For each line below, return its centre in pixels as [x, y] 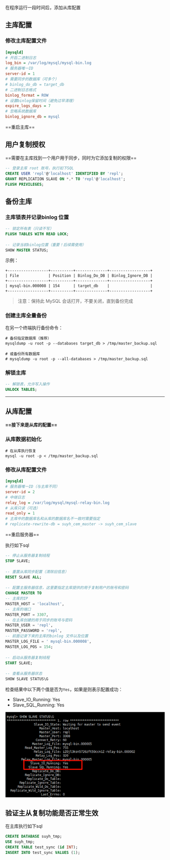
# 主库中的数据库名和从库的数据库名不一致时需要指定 [53, 519]
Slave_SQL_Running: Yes [38, 705]
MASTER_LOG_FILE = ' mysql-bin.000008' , [49, 642]
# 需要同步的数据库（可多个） [32, 79]
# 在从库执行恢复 [21, 451]
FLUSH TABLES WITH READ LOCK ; [37, 234]
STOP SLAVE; [18, 561]
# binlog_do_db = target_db [35, 84]
